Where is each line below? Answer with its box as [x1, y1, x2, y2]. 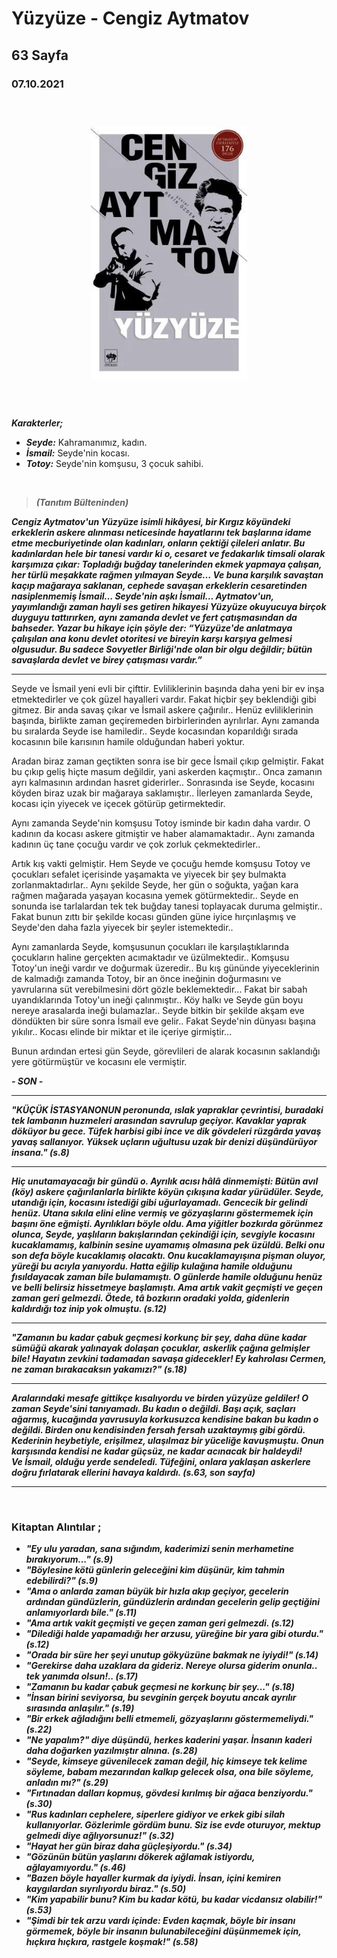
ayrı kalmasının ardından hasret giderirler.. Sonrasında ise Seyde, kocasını [11, 776, 315, 788]
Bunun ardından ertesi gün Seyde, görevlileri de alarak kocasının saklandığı [11, 1045, 321, 1057]
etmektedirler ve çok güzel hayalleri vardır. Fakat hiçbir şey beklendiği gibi [11, 693, 317, 705]
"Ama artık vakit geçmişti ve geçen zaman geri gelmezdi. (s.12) [25, 1617, 295, 1629]
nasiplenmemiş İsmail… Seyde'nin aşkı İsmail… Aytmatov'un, [11, 590, 274, 602]
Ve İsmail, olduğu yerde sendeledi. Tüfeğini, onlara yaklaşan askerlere [11, 1455, 311, 1467]
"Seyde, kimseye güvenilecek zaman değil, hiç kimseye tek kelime [25, 1755, 308, 1767]
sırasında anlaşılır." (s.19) [25, 1702, 135, 1714]
